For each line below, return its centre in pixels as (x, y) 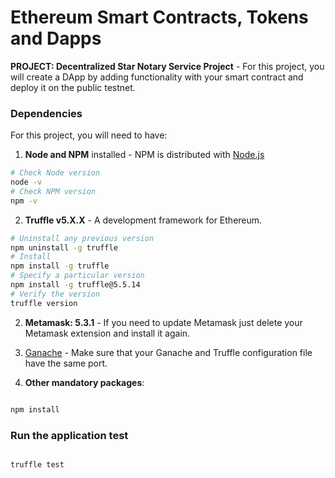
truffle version (44, 303)
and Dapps (56, 38)
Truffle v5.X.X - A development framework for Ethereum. (143, 220)
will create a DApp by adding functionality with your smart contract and (157, 77)
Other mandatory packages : (84, 382)
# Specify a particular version (77, 276)
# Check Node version (55, 173)
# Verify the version (55, 294)
